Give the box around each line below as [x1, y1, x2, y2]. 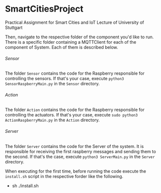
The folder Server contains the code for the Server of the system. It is [5, 143, 144, 149]
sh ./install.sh [12, 183, 39, 189]
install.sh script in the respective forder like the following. [5, 173, 124, 179]
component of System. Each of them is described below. [5, 44, 118, 50]
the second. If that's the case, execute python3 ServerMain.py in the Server [5, 154, 155, 160]
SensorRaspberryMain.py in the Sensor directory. [5, 81, 100, 87]
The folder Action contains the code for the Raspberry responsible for [5, 107, 145, 113]
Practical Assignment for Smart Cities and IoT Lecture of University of [5, 19, 145, 25]
